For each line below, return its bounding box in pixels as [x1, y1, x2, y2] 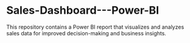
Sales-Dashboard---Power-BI [6, 4, 160, 17]
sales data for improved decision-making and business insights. [6, 29, 166, 36]
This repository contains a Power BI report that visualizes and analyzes [6, 23, 185, 30]
